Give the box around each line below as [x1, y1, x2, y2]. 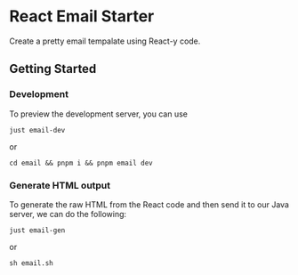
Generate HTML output [9, 179, 111, 191]
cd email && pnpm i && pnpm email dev [9, 158, 153, 167]
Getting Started [9, 61, 97, 77]
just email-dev [9, 125, 66, 134]
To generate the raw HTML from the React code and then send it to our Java [9, 198, 289, 210]
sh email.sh [9, 258, 53, 268]
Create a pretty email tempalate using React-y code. [9, 36, 201, 46]
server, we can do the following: [9, 208, 127, 219]
